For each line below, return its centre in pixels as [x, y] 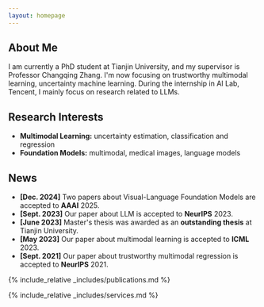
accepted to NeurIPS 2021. [64, 265]
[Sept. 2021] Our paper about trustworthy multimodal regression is [129, 256]
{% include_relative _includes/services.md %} [83, 295]
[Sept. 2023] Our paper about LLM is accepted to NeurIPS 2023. [126, 214]
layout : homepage [37, 15]
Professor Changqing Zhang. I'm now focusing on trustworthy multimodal [128, 75]
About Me [33, 48]
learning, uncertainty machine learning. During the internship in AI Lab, [124, 83]
